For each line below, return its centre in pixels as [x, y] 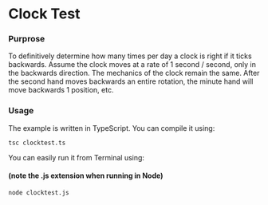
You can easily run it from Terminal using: [77, 157]
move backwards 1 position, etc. [61, 90]
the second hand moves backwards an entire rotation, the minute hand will [131, 81]
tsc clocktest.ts [37, 143]
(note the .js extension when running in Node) [86, 175]
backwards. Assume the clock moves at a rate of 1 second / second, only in [132, 65]
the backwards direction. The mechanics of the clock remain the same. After [134, 73]
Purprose [27, 39]
